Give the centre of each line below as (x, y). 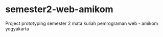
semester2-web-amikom (59, 9)
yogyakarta (17, 28)
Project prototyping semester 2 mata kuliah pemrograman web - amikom (82, 23)
